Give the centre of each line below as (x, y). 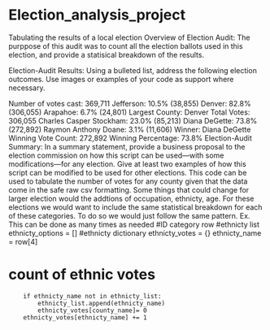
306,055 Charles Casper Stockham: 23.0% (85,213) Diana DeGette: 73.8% (133, 120)
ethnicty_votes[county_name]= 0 (93, 310)
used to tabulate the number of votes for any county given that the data (128, 181)
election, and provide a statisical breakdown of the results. (107, 54)
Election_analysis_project (97, 15)
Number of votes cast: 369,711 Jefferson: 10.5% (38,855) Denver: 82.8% (130, 103)
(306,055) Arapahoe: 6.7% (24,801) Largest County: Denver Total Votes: (129, 112)
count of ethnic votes (82, 275)
